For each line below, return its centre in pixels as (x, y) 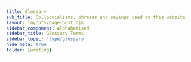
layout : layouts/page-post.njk (45, 22)
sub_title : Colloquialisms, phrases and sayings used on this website (96, 17)
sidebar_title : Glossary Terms (45, 34)
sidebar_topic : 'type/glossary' (46, 39)
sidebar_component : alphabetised (48, 28)
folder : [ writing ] (29, 50)
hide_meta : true (26, 45)
